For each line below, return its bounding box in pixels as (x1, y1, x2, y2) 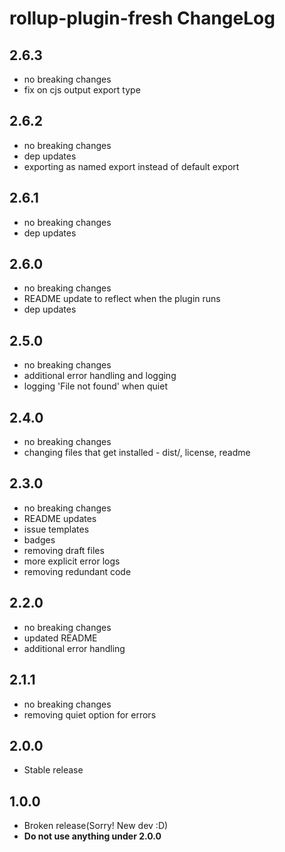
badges (23, 533, 56, 546)
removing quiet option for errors (23, 708, 157, 721)
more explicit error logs (23, 555, 121, 567)
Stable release (23, 764, 84, 776)
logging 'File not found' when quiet (23, 380, 168, 392)
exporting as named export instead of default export (23, 160, 240, 172)
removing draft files (23, 544, 105, 556)
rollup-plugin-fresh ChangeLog (9, 7, 276, 30)
